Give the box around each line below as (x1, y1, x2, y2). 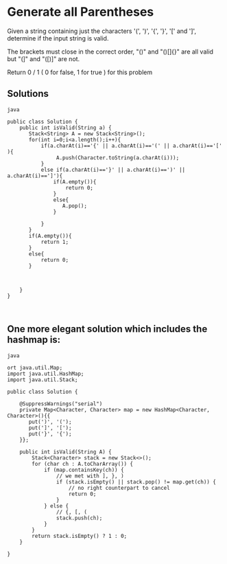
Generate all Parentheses (7, 4, 154, 20)
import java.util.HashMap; (7, 370, 84, 377)
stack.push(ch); (56, 515, 103, 521)
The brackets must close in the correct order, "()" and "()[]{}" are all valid (7, 47, 214, 56)
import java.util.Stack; (7, 376, 78, 383)
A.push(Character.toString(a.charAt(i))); (56, 154, 180, 161)
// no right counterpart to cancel (68, 484, 170, 491)
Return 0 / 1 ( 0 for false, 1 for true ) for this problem (7, 68, 153, 76)
